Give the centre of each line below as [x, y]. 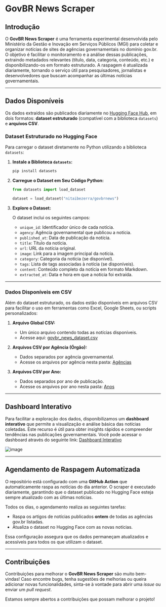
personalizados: [21, 313]
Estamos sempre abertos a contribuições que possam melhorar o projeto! [80, 599]
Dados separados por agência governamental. [67, 357]
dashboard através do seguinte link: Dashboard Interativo [63, 440]
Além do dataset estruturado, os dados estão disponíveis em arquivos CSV [81, 303]
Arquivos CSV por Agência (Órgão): [50, 348]
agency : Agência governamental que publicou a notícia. [76, 232]
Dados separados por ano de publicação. [62, 381]
